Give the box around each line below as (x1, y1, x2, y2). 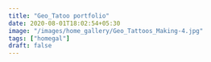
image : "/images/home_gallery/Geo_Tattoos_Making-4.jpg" (8, 27, 204, 35)
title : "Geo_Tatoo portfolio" (8, 11, 110, 20)
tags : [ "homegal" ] (8, 34, 70, 43)
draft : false (8, 42, 52, 50)
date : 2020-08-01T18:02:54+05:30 (8, 19, 121, 27)
